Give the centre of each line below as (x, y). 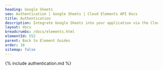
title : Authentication (28, 18)
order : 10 (15, 45)
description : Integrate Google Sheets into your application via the (77, 23)
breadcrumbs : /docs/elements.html (40, 32)
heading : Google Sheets (29, 9)
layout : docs (18, 27)
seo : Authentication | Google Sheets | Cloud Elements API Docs (71, 14)
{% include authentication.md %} (38, 63)
